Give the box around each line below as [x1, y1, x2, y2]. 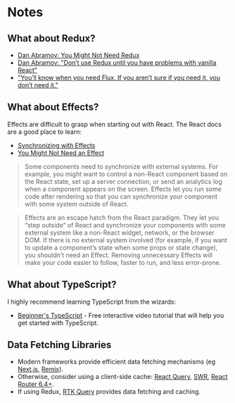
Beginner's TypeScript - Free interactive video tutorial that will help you [17, 311, 224, 319]
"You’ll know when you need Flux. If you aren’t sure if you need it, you [17, 73, 220, 82]
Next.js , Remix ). [17, 365, 63, 373]
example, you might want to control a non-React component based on [24, 170, 228, 178]
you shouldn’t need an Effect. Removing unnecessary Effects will [24, 251, 213, 259]
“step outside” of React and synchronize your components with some [24, 221, 227, 229]
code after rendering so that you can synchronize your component [24, 192, 218, 201]
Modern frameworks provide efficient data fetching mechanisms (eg [17, 357, 216, 366]
